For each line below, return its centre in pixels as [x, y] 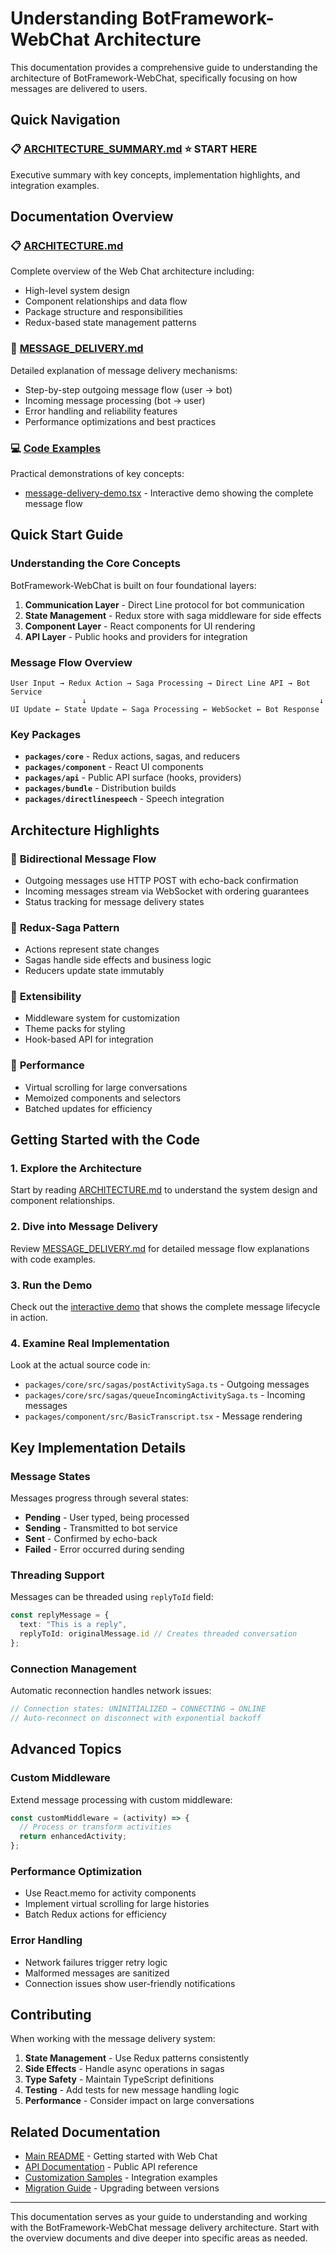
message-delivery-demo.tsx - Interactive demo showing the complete [169, 493]
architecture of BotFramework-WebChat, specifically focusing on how [154, 78]
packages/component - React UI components [114, 767]
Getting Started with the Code [105, 1140]
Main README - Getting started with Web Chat [121, 2156]
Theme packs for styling [75, 1029]
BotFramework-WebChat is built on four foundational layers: [133, 585]
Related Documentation [85, 2132]
